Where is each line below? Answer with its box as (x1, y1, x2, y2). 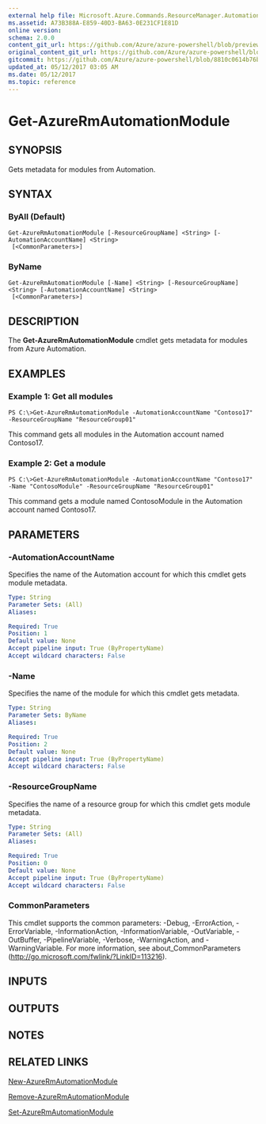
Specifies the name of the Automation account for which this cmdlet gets (8, 570, 247, 579)
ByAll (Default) (8, 211, 66, 222)
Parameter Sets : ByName (8, 711, 87, 719)
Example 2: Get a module (8, 457, 106, 468)
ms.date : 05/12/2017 (8, 70, 77, 78)
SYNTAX (8, 187, 53, 200)
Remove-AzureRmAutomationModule (8, 1092, 130, 1101)
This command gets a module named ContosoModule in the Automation (8, 497, 243, 506)
